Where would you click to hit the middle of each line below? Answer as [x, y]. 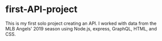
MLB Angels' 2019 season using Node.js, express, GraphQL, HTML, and [81, 28]
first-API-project [42, 9]
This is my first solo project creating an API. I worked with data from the [81, 23]
